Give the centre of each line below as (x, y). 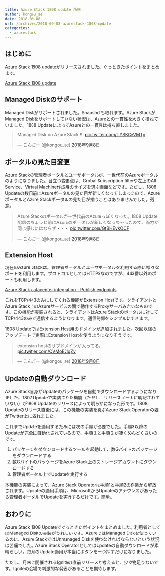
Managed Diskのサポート (44, 100)
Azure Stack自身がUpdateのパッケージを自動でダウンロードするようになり (81, 392)
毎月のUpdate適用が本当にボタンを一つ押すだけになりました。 (90, 551)
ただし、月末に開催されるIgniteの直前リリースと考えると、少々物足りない (80, 562)
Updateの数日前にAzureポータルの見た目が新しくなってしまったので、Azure (82, 193)
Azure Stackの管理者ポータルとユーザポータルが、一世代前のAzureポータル (82, 175)
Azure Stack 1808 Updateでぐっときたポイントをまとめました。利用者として (83, 527)
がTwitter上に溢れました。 (32, 416)
